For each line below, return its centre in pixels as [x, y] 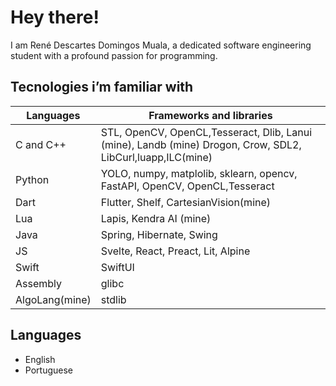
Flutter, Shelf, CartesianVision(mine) [186, 202]
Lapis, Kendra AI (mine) [156, 218]
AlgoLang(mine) [53, 299]
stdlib [113, 299]
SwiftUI [117, 267]
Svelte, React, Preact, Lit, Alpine [175, 251]
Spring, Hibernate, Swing [159, 234]
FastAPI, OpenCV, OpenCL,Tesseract [187, 186]
